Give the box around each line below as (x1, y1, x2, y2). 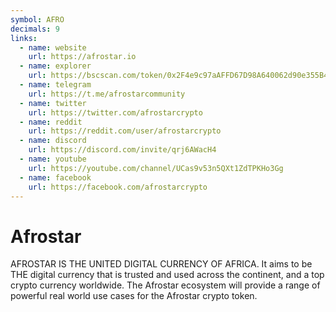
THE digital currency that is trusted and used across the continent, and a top (10, 269, 325, 281)
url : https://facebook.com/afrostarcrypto (28, 182, 208, 192)
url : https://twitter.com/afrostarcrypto (28, 107, 203, 118)
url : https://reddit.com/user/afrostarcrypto (28, 126, 222, 136)
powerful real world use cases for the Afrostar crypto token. (10, 290, 258, 302)
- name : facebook (19, 172, 92, 183)
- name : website (19, 42, 87, 53)
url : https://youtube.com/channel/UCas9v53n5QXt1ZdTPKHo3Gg (28, 163, 284, 173)
